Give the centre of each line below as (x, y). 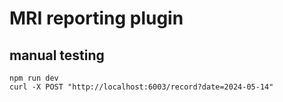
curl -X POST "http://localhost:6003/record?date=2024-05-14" (141, 87)
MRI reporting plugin (96, 18)
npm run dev (34, 78)
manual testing (57, 55)
